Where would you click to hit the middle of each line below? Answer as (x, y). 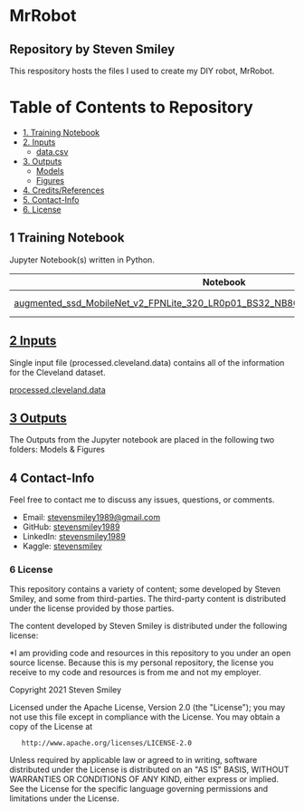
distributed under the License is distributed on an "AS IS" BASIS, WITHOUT (149, 769)
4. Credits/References (63, 190)
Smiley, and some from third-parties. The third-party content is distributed (148, 599)
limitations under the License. (64, 798)
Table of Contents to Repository (131, 107)
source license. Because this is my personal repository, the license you (142, 663)
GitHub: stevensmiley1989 (71, 527)
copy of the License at (51, 727)
